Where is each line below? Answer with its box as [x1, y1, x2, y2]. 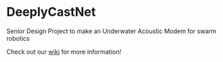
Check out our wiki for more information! [6, 48, 122, 56]
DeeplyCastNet [6, 4, 96, 20]
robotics [6, 34, 30, 42]
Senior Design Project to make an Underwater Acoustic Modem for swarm [6, 27, 217, 35]
